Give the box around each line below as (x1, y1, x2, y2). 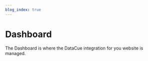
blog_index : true (5, 7, 41, 12)
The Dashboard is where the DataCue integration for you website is (5, 45, 144, 51)
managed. (5, 50, 26, 56)
